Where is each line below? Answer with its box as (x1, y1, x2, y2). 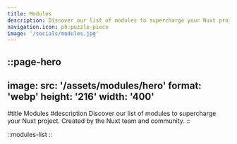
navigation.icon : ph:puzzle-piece (7, 23, 109, 30)
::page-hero (7, 55, 61, 67)
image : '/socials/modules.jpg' (7, 30, 99, 37)
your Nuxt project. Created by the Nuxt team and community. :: (7, 117, 190, 125)
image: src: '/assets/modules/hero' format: (7, 80, 202, 92)
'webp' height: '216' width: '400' (7, 91, 155, 103)
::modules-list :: (7, 131, 53, 139)
